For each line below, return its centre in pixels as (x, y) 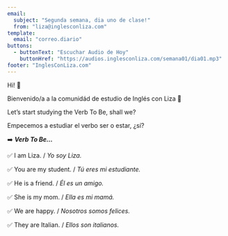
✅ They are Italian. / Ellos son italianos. (63, 225)
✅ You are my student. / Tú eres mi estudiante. (74, 169)
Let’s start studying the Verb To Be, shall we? (72, 112)
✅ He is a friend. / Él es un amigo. (56, 183)
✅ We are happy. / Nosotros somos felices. (69, 211)
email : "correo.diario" (48, 40)
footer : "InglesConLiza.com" (49, 65)
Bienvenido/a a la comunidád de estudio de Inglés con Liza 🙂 (95, 99)
